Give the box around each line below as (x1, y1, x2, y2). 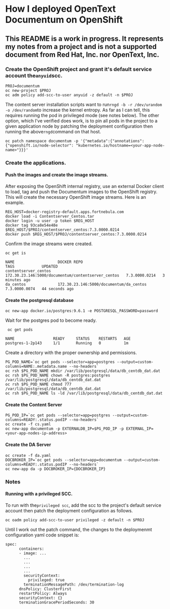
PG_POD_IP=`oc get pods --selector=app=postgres (5, 413, 110, 418)
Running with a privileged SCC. (5, 491, 73, 497)
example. (5, 200, 24, 205)
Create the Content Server (5, 402, 63, 408)
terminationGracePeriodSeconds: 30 (18, 600, 95, 605)
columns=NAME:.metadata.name (5, 364, 67, 369)
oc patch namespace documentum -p (5, 138, 79, 144)
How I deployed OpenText (5, 3, 116, 15)
